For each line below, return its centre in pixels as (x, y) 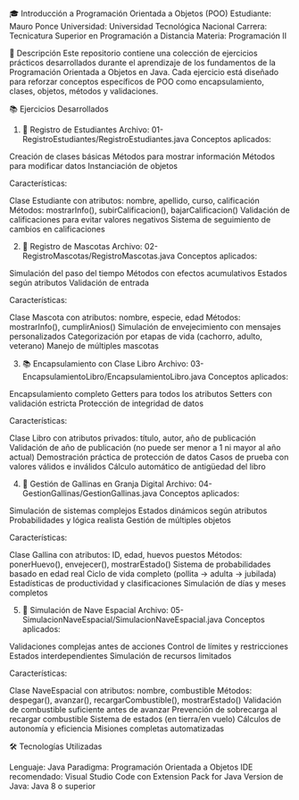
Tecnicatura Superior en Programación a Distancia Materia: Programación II (148, 36)
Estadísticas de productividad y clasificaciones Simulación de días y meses (148, 583)
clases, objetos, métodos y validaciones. (84, 91)
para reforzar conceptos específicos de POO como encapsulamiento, (137, 81)
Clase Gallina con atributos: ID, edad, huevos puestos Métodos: (126, 555)
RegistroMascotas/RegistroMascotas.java (99, 256)
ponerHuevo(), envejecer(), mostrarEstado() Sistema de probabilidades (140, 564)
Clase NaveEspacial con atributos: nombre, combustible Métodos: (131, 691)
